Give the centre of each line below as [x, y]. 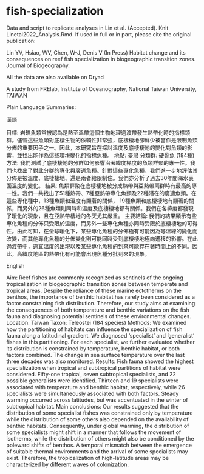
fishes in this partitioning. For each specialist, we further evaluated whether [101, 342]
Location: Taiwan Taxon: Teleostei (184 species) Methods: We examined [97, 322]
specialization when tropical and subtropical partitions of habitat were [93, 367]
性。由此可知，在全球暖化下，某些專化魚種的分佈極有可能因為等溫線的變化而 [102, 231]
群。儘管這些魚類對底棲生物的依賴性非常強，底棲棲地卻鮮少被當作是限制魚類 [102, 140]
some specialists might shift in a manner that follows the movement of [94, 432]
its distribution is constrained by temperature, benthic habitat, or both [93, 348]
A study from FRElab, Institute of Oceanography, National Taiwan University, [102, 88]
